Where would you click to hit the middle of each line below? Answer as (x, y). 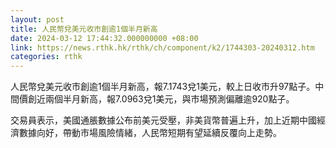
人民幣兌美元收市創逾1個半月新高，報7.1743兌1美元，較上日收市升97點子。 (163, 87)
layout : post (37, 19)
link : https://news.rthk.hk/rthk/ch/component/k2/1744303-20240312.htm (162, 47)
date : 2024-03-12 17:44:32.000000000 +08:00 (104, 38)
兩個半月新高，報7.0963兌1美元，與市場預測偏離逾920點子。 (169, 99)
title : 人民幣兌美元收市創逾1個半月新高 (84, 29)
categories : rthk (46, 57)
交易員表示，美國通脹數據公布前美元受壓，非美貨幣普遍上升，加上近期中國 (163, 120)
